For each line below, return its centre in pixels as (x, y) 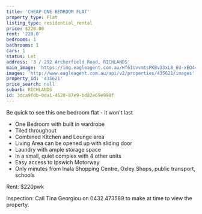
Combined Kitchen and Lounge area (60, 137)
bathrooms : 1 (23, 46)
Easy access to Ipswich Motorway (57, 162)
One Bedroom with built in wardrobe (60, 124)
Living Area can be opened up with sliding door (73, 143)
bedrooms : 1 (21, 40)
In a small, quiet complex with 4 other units (68, 156)
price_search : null (31, 85)
